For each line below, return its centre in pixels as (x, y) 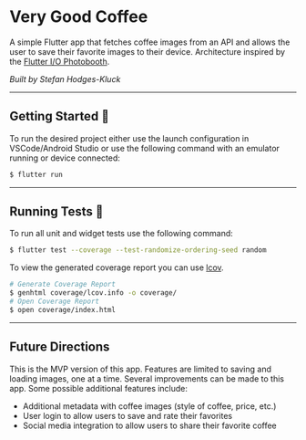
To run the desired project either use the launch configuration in (129, 138)
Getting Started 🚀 (60, 116)
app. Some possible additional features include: (99, 388)
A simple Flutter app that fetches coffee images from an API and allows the (150, 42)
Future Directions (60, 347)
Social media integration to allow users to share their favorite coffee (150, 425)
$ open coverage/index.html (63, 309)
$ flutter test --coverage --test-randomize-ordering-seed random (138, 250)
